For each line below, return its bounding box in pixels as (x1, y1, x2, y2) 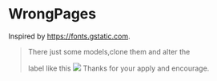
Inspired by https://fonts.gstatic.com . (8, 31, 131, 41)
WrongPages (8, 5, 97, 23)
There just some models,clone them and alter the (27, 47, 191, 56)
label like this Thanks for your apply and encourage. (27, 63, 210, 73)
